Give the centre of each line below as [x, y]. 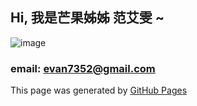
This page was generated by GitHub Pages [99, 90]
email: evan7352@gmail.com [83, 68]
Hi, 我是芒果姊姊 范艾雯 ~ [87, 18]
